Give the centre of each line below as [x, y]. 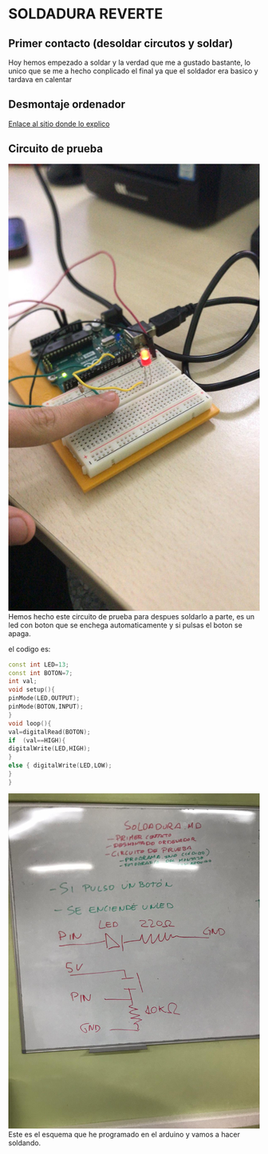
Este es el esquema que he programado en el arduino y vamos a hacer [124, 1134]
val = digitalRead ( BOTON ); [49, 732]
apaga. [20, 633]
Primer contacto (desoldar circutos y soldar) [121, 43]
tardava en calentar [40, 79]
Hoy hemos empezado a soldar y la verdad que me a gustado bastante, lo [130, 62]
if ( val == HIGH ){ [37, 740]
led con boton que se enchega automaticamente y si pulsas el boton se [126, 625]
